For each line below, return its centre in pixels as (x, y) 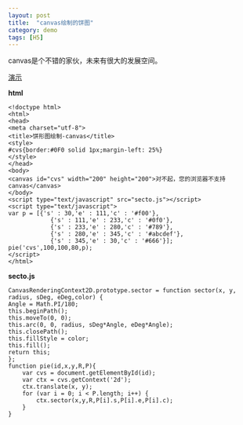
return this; (29, 353)
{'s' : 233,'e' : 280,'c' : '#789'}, (112, 227)
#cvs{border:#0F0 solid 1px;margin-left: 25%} (85, 150)
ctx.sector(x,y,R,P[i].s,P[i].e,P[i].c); (105, 401)
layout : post (29, 15)
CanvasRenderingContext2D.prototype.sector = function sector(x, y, (122, 291)
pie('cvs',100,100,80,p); (50, 248)
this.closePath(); (38, 332)
